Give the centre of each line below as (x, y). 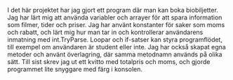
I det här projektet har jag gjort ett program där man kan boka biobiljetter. (113, 10)
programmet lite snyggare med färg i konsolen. (75, 69)
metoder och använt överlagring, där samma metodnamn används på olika (115, 54)
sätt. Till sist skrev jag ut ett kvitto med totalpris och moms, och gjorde (109, 62)
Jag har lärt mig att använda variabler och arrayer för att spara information (115, 17)
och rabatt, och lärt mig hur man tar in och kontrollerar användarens (105, 32)
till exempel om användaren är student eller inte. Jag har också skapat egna (116, 47)
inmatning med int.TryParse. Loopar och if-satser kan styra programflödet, (115, 40)
